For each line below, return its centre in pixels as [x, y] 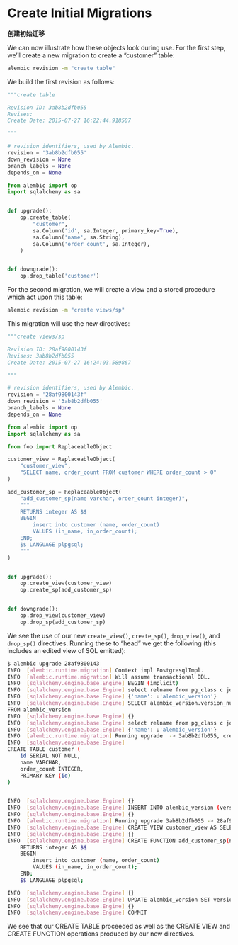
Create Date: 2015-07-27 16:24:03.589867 [69, 363]
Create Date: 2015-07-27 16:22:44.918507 [69, 121]
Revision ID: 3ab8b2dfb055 [47, 108]
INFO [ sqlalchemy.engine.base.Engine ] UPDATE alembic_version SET [109, 900]
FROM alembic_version [39, 710]
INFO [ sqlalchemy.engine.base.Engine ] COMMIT [77, 913]
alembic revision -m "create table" [61, 68]
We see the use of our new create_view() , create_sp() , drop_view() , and [114, 635]
